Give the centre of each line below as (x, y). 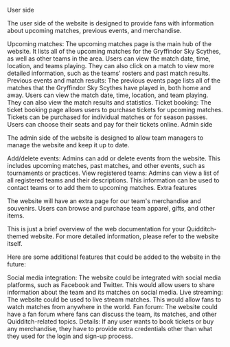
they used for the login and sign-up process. (70, 336)
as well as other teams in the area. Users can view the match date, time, (109, 59)
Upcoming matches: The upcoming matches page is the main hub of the (109, 44)
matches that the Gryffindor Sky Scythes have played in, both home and (109, 88)
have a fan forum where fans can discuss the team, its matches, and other (112, 314)
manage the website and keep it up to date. (68, 145)
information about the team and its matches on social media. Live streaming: (115, 292)
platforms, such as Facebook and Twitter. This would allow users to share (111, 285)
